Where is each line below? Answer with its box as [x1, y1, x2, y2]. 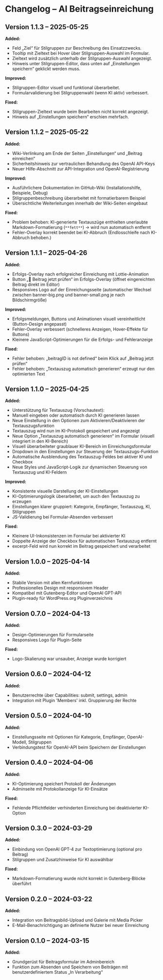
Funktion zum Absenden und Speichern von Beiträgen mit [12, 964, 128, 970]
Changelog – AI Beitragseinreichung [5, 3, 154, 15]
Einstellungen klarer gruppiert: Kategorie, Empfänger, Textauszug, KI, [12, 504, 151, 510]
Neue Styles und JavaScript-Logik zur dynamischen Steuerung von [12, 464, 147, 470]
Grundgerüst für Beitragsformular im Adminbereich [12, 959, 114, 964]
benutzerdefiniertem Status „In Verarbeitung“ [12, 969, 103, 975]
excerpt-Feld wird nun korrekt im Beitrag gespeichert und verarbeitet [12, 543, 151, 549]
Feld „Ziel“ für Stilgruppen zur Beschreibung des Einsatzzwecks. [12, 45, 142, 51]
